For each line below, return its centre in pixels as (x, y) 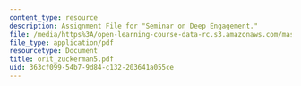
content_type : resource (54, 17)
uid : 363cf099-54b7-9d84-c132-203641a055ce (92, 68)
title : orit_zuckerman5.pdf (62, 59)
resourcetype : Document (54, 51)
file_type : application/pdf (62, 43)
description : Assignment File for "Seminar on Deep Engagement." (133, 26)
